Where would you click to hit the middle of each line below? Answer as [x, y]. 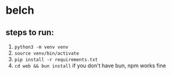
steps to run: [30, 32]
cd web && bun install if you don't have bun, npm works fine [90, 65]
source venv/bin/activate [46, 54]
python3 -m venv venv [41, 47]
